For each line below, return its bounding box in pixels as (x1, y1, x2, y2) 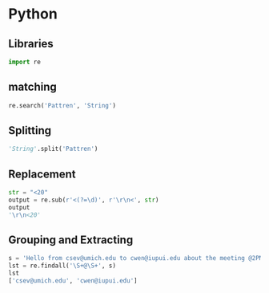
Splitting (8, 124, 52, 137)
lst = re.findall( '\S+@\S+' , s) (8, 262, 116, 270)
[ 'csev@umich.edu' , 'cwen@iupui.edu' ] (8, 277, 138, 285)
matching (8, 80, 58, 94)
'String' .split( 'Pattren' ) (8, 145, 98, 153)
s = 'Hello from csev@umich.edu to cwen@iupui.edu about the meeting (8, 254, 246, 262)
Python (8, 5, 58, 23)
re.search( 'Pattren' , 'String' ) (8, 101, 116, 109)
